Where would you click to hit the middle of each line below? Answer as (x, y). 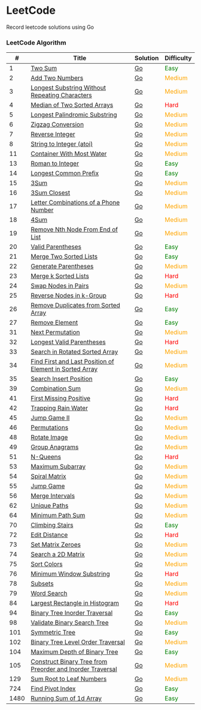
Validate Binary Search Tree (70, 623)
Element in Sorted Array (64, 369)
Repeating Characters (61, 95)
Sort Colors (47, 564)
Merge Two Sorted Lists (64, 257)
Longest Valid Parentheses (68, 342)
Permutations (50, 428)
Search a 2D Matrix (58, 555)
